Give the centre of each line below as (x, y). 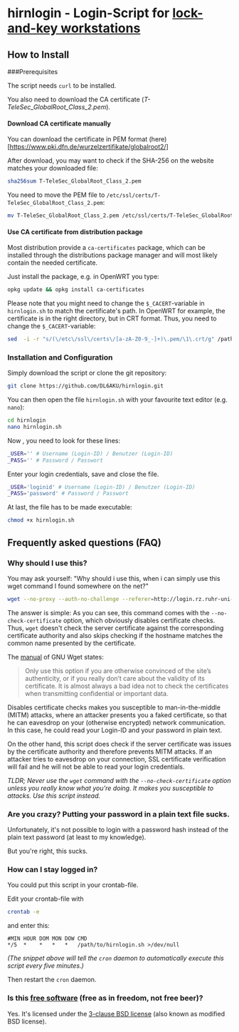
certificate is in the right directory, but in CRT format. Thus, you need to (112, 318)
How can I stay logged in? (53, 869)
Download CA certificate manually (59, 123)
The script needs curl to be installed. (62, 86)
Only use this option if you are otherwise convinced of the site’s (118, 671)
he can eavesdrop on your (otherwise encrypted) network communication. (117, 722)
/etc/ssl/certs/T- (134, 196)
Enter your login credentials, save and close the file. (83, 474)
